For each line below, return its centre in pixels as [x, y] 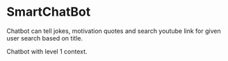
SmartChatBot [49, 12]
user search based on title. [45, 38]
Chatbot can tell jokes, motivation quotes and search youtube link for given [114, 31]
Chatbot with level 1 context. [47, 51]
